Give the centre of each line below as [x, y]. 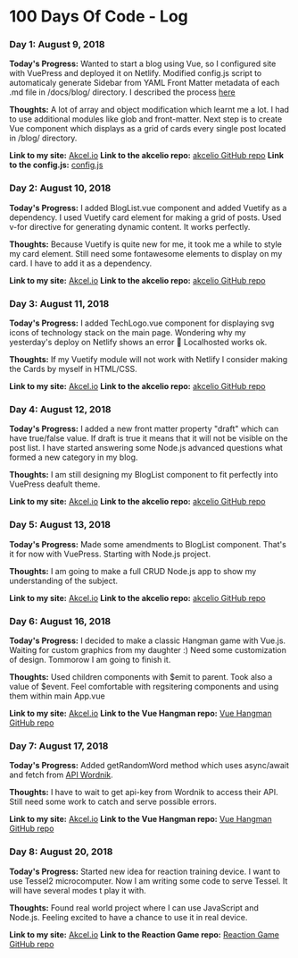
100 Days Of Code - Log [99, 17]
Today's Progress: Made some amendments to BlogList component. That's [148, 544]
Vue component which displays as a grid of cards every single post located [148, 129]
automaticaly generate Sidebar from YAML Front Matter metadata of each [145, 83]
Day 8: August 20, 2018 [61, 852]
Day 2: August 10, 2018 [60, 188]
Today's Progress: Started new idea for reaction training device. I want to [145, 871]
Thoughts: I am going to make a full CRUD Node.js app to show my [133, 571]
